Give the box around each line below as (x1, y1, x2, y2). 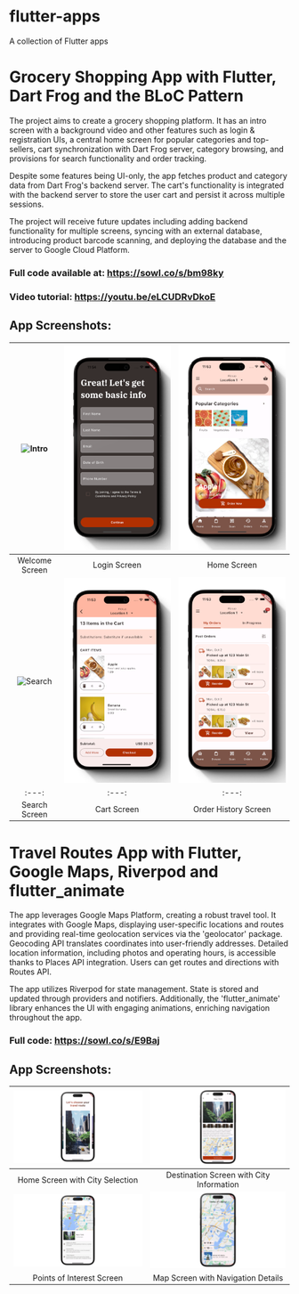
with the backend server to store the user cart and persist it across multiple (9, 189, 286, 199)
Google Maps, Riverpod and (9, 861, 219, 882)
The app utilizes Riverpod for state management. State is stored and (9, 984, 259, 995)
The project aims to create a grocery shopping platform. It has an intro (9, 115, 267, 126)
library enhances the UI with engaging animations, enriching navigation (9, 1003, 271, 1013)
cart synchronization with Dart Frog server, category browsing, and (37, 143, 285, 154)
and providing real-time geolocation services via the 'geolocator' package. (9, 929, 283, 940)
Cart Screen (94, 804, 140, 815)
